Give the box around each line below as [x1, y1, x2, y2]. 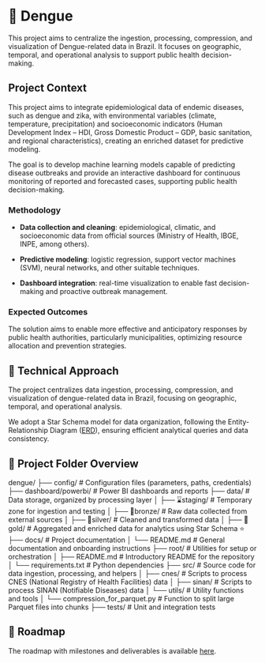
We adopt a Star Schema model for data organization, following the [8, 417, 226, 427]
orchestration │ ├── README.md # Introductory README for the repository [8, 552, 255, 561]
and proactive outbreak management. [45, 287, 168, 296]
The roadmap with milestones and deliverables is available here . [8, 646, 217, 655]
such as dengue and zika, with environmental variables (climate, [8, 111, 217, 120]
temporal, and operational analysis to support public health [8, 50, 200, 59]
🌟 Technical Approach [8, 364, 120, 378]
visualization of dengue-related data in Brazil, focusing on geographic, [8, 394, 237, 403]
